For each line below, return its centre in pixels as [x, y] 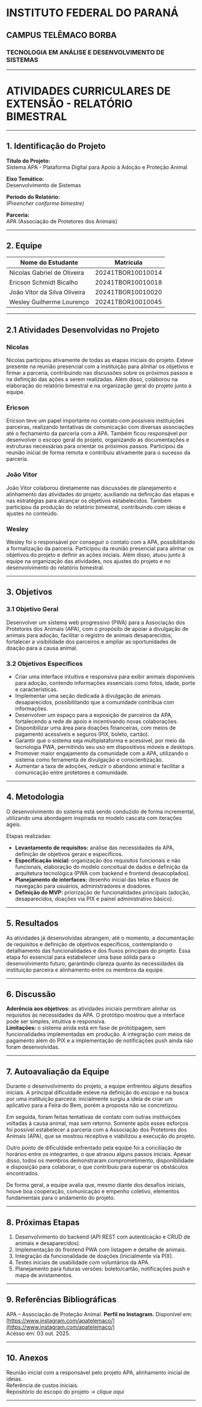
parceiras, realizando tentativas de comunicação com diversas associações [100, 427]
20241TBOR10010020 [129, 292]
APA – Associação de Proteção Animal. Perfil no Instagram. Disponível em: [99, 1314]
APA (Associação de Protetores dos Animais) [62, 221]
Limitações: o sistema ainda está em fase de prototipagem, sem [86, 1028]
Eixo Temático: [25, 179]
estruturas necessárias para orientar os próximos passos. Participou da [95, 446]
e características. [36, 689]
